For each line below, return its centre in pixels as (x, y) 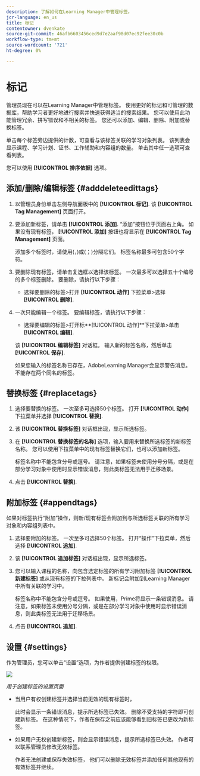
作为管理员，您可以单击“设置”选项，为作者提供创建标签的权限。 (84, 662)
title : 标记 (20, 23)
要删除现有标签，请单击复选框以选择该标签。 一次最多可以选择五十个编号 (104, 272)
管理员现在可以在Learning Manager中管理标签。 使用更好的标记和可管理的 (97, 105)
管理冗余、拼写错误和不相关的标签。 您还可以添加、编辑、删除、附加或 (98, 119)
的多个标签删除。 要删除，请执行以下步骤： (68, 279)
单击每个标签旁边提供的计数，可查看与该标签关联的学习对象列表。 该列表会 (98, 140)
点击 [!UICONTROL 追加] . (46, 626)
